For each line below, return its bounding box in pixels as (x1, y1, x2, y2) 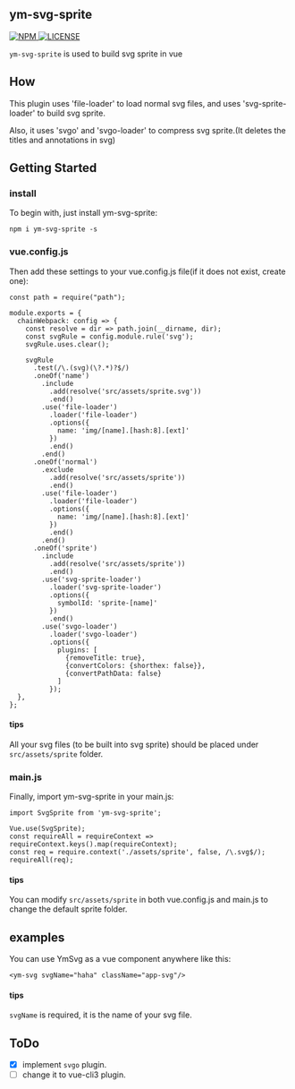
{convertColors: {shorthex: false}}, (65, 661, 206, 670)
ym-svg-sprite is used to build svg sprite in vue (9, 48, 183, 59)
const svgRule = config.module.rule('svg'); (25, 331, 194, 341)
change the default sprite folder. (9, 904, 128, 914)
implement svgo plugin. (21, 1059, 107, 1070)
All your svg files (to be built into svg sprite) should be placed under (9, 739, 259, 750)
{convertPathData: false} (65, 669, 163, 678)
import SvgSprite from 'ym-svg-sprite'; (9, 809, 163, 818)
